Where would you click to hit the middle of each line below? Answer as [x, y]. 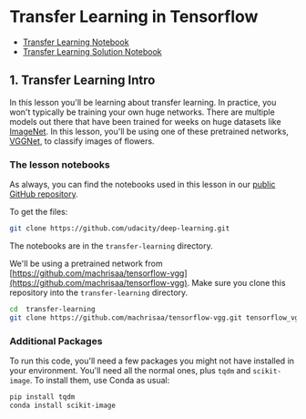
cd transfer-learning [52, 309]
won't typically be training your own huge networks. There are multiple [142, 112]
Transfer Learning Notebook [76, 42]
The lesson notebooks [60, 164]
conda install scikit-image [63, 405]
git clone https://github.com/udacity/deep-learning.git [120, 229]
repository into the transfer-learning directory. [99, 292]
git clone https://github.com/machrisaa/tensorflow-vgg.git [126, 317]
